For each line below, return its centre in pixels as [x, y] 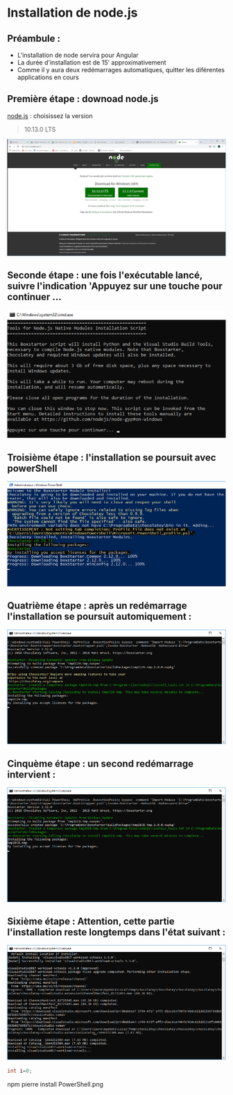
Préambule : [34, 39]
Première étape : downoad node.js [83, 99]
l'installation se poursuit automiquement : [100, 617]
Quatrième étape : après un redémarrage [97, 606]
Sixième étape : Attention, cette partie [91, 922]
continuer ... [34, 297]
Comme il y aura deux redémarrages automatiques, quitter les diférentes [121, 70]
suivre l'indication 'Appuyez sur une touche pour [115, 286]
